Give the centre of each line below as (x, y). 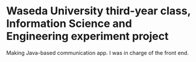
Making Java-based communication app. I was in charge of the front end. (97, 52)
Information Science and (69, 24)
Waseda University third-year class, (99, 11)
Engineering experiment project (87, 36)
